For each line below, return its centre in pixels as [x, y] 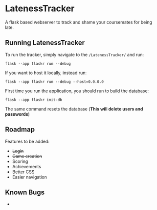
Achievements [27, 166]
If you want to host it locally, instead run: [46, 73]
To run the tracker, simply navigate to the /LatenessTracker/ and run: [75, 54]
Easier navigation [30, 177]
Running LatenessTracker [45, 43]
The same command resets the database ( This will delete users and [74, 109]
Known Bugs [25, 192]
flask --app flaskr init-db [34, 100]
